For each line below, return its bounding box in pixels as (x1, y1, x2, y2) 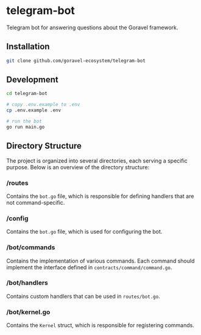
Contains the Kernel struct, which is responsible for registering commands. (6, 322, 195, 329)
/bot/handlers (6, 278, 49, 287)
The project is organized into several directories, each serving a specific (6, 157, 188, 164)
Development (6, 74, 59, 85)
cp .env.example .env (6, 107, 62, 113)
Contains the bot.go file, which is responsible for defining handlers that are (6, 192, 194, 200)
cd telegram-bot (6, 91, 48, 97)
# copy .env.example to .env (6, 102, 80, 108)
